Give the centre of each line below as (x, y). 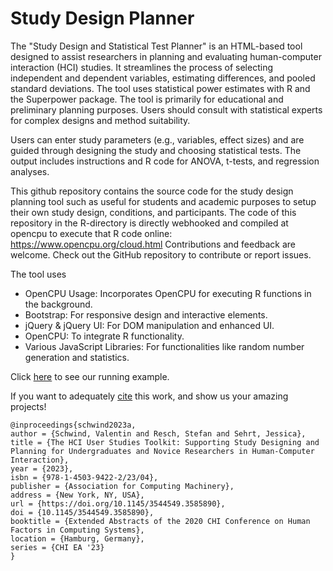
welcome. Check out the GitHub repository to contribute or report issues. (161, 254)
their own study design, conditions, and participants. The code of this (153, 212)
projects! (28, 406)
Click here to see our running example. (90, 376)
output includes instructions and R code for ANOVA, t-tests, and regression (165, 161)
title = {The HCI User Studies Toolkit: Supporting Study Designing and (165, 442)
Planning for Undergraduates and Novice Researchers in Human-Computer (162, 451)
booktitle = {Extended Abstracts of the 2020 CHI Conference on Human (160, 521)
